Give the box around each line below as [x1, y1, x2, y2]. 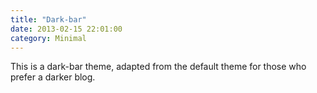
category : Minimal [10, 33, 87, 43]
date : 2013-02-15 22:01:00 [10, 24, 123, 34]
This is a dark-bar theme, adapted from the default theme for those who [10, 61, 307, 73]
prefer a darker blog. [10, 71, 96, 83]
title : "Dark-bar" [10, 14, 87, 25]
